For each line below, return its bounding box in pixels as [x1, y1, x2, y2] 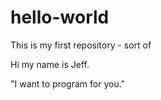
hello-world [10, 6, 110, 29]
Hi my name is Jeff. [10, 58, 90, 70]
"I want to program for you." [10, 77, 126, 90]
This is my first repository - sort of [10, 39, 152, 51]
